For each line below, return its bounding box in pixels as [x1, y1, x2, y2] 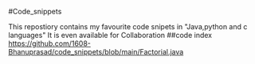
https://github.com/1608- [8, 39, 92, 48]
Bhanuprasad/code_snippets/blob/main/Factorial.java [8, 47, 184, 56]
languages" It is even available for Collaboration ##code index [8, 31, 213, 40]
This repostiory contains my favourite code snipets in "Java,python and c [8, 22, 248, 31]
